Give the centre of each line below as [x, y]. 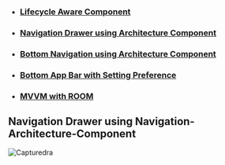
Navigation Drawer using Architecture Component [118, 32]
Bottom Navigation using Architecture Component [118, 53]
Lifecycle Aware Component [75, 12]
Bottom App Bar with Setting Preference [98, 75]
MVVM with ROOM [56, 96]
